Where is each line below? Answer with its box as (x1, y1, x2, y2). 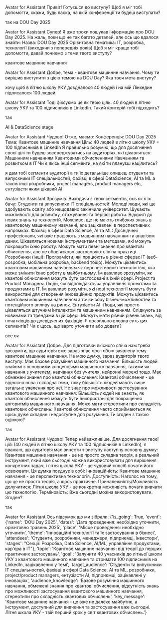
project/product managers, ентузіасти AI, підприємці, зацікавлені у (5, 572, 146, 578)
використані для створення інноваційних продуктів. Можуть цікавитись (5, 291, 159, 297)
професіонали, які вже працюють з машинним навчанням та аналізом (5, 233, 155, 239)
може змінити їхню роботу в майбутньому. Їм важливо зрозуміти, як (5, 270, 153, 276)
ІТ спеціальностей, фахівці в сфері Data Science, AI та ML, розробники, (5, 567, 156, 573)
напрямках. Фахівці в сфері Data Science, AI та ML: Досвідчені (5, 227, 138, 233)
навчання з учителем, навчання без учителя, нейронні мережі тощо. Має (5, 369, 162, 375)
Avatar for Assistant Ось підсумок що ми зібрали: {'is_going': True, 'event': (5, 514, 161, 520)
